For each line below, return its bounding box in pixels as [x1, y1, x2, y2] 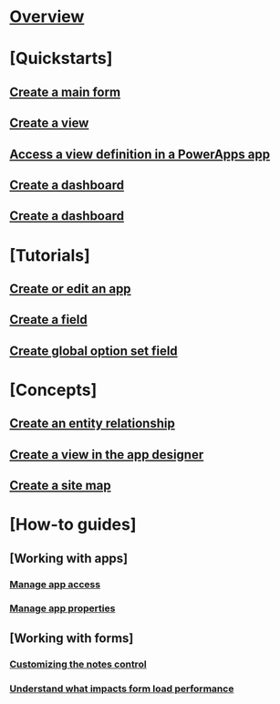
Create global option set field [9, 343, 178, 358]
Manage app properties [9, 602, 116, 615]
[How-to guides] [9, 514, 137, 535]
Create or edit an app [9, 281, 131, 296]
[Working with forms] [9, 630, 134, 646]
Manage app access [9, 577, 101, 590]
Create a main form [9, 84, 121, 99]
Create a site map [9, 478, 111, 493]
